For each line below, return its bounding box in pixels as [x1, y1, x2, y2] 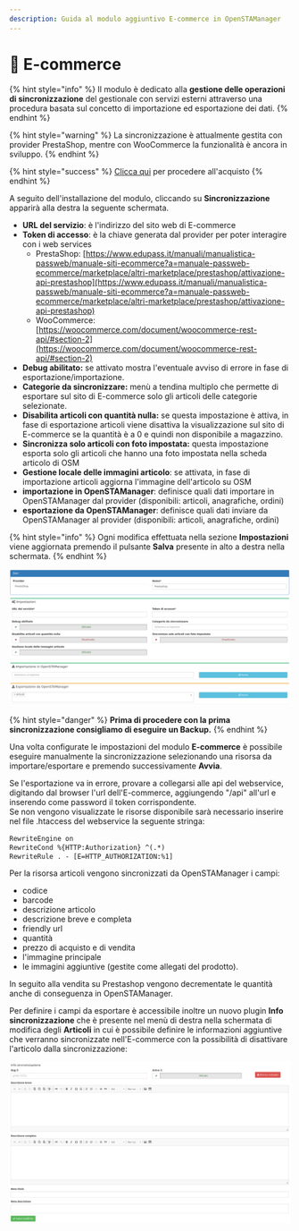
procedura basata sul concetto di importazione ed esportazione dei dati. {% [9, 103, 288, 114]
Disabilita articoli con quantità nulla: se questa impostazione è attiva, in [21, 410, 289, 420]
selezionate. [21, 400, 67, 411]
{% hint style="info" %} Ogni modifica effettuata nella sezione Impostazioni [9, 531, 289, 542]
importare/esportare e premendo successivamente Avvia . [9, 760, 223, 771]
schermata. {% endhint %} [9, 550, 107, 561]
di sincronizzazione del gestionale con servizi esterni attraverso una [9, 93, 263, 104]
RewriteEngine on [9, 834, 74, 843]
